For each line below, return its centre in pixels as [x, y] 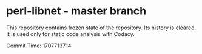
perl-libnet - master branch [76, 11]
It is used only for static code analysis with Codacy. [70, 34]
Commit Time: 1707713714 [39, 46]
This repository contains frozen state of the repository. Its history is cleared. [101, 28]
